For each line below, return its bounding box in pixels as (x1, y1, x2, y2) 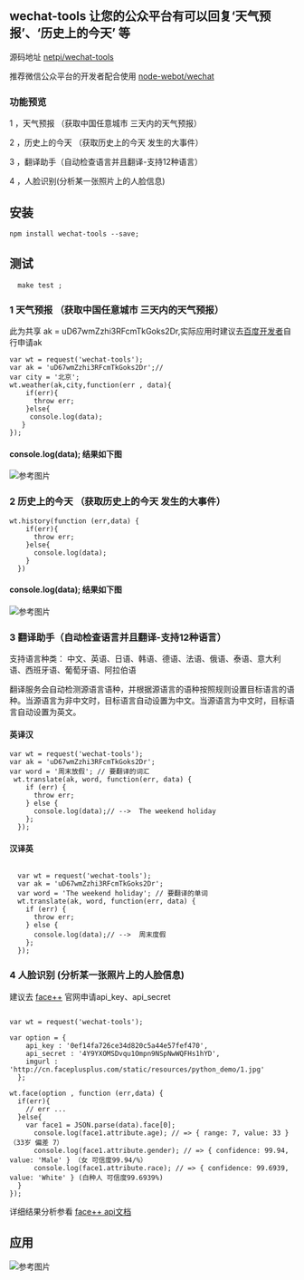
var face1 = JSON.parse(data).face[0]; (25, 1120, 176, 1130)
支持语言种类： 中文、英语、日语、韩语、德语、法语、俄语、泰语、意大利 (9, 654, 281, 664)
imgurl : (25, 1057, 59, 1066)
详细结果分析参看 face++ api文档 (9, 1206, 132, 1217)
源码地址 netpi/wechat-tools (9, 51, 115, 62)
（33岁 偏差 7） (9, 1138, 64, 1147)
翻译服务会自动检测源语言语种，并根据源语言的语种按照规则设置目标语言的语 (9, 684, 295, 695)
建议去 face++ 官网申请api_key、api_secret (9, 991, 171, 1002)
